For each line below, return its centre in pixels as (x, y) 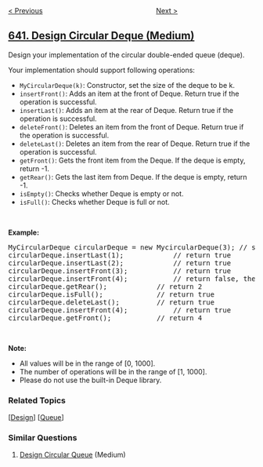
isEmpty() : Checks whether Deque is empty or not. (101, 193)
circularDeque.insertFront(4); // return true (120, 310)
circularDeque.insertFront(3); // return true (120, 271)
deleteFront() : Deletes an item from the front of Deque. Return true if (131, 126)
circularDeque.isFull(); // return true (112, 294)
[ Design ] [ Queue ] (36, 418)
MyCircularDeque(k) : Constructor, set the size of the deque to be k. (127, 85)
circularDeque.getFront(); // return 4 (105, 318)
